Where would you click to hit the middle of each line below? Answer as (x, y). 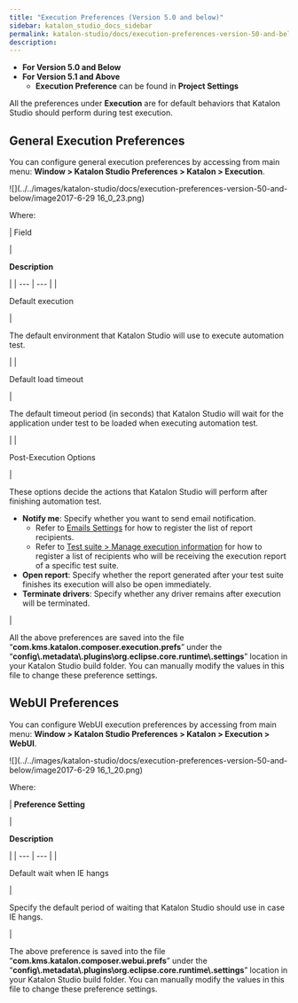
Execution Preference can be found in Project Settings (137, 86)
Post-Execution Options (52, 458)
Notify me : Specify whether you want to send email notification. (139, 519)
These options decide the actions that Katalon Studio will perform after (138, 492)
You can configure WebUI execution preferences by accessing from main (143, 725)
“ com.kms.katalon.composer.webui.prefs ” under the (109, 960)
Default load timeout (47, 380)
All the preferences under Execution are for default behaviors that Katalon (145, 104)
